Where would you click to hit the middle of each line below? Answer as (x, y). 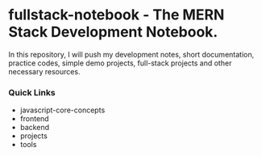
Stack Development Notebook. (113, 32)
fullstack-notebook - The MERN (116, 15)
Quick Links (32, 92)
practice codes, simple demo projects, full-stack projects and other (120, 63)
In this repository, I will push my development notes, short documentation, (131, 54)
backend (35, 128)
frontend (35, 119)
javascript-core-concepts (62, 110)
